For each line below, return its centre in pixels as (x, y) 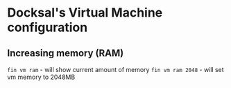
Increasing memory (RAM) (66, 53)
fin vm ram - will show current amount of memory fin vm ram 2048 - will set (115, 70)
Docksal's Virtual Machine (85, 13)
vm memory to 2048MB (41, 77)
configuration (48, 27)
